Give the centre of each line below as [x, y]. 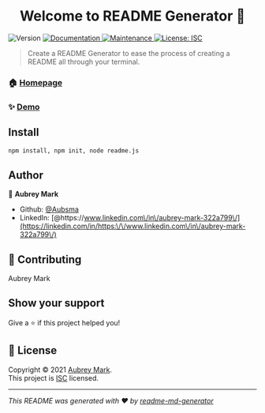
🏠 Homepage [35, 82]
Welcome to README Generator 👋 [132, 16]
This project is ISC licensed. [54, 377]
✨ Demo [24, 107]
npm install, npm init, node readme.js [74, 150]
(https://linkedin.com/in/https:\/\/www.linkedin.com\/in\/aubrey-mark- [132, 226]
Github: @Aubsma [49, 209]
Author [26, 175]
